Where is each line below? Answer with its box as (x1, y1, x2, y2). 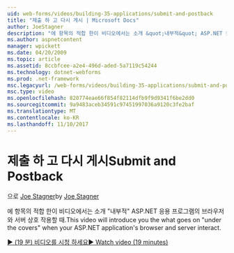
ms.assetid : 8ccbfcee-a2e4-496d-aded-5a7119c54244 (7, 62, 157, 69)
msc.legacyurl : (7, 82, 52, 89)
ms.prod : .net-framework (7, 75, 79, 82)
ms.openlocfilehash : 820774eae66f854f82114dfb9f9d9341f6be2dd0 (7, 95, 195, 102)
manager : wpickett (7, 43, 61, 50)
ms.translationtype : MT (7, 108, 77, 115)
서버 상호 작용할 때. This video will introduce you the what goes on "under (14, 216, 221, 224)
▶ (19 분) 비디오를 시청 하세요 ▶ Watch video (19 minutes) (7, 238, 169, 247)
